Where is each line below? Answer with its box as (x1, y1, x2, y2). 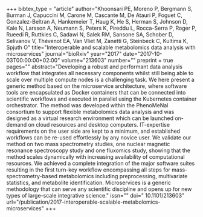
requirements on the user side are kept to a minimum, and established (6, 127, 180, 135)
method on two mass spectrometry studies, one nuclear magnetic (6, 141, 170, 147)
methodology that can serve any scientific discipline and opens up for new (6, 185, 192, 193)
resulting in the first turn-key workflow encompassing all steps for (6, 166, 171, 173)
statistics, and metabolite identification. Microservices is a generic (6, 179, 171, 186)
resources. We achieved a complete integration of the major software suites (6, 160, 195, 167)
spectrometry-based (6, 173, 58, 179)
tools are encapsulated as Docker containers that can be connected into (6, 89, 186, 96)
